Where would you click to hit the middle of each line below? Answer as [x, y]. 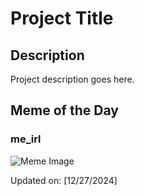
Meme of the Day [64, 110]
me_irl [26, 139]
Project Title [62, 18]
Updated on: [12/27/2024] [64, 180]
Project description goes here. [72, 79]
